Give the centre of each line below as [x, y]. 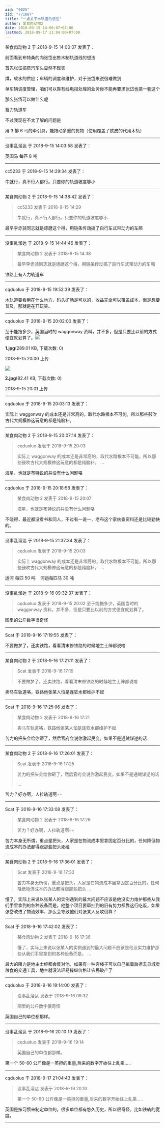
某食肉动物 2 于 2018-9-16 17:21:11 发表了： [49, 661]
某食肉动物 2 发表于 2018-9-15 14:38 [54, 253]
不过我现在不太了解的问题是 [33, 120]
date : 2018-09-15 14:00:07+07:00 [39, 28]
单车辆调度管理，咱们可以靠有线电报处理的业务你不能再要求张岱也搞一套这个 [82, 89]
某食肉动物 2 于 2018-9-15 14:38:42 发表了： [50, 197]
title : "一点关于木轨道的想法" [33, 19]
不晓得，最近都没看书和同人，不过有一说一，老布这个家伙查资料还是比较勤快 [82, 519]
